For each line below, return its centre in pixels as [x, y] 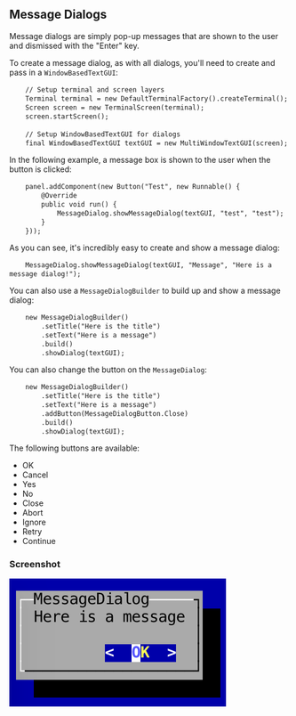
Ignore [34, 522]
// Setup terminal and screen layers [95, 89]
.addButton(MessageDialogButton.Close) [115, 413]
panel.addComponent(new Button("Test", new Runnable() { [133, 186]
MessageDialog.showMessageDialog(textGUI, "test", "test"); [170, 213]
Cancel [35, 475]
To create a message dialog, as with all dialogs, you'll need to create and [142, 62]
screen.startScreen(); [67, 116]
